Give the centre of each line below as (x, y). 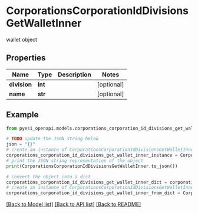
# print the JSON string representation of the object (75, 160)
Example (22, 115)
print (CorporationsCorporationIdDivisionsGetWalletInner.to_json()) (92, 166)
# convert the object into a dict (49, 177)
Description (75, 75)
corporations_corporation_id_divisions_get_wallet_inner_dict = (87, 182)
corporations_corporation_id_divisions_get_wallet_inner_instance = (92, 155)
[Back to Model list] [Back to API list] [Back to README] (74, 204)
